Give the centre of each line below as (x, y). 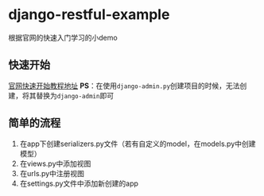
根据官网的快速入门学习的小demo (63, 37)
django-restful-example (89, 15)
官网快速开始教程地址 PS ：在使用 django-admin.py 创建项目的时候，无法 (124, 86)
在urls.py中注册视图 (52, 173)
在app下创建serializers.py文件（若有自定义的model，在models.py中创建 (138, 144)
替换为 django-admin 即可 (74, 95)
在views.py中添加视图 (55, 163)
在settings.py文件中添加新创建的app (79, 183)
